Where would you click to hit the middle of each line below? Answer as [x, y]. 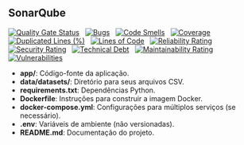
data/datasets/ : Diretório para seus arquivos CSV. [102, 81]
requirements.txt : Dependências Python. [87, 90]
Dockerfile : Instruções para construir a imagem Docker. [111, 98]
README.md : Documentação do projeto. [87, 132]
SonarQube [37, 13]
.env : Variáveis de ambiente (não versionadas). [97, 123]
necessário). [40, 116]
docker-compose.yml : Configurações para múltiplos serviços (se [128, 107]
